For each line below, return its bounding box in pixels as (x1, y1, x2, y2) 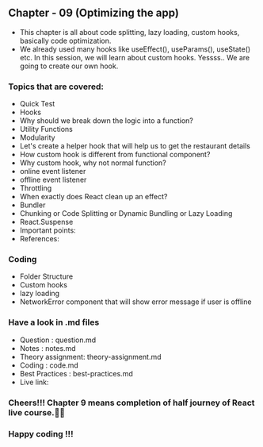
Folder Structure (19, 272, 74, 281)
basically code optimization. (19, 36, 112, 45)
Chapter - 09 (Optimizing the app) (8, 6, 180, 20)
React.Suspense (19, 218, 74, 227)
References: (19, 234, 59, 244)
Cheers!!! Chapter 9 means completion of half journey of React (8, 397, 255, 408)
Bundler (19, 200, 46, 210)
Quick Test (19, 99, 55, 109)
